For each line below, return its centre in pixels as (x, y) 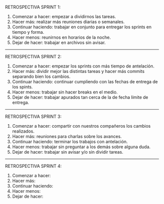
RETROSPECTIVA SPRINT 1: (33, 7)
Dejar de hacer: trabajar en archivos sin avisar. (59, 43)
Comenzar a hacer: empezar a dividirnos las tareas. (64, 16)
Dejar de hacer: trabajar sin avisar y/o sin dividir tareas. (68, 152)
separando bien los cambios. (41, 76)
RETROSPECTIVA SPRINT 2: (33, 57)
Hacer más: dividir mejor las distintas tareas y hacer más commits (78, 71)
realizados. (23, 131)
